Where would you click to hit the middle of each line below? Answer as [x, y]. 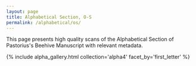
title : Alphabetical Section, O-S [49, 17]
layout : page [22, 11]
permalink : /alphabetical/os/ [44, 22]
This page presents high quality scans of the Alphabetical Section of [90, 39]
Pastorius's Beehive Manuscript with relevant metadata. [74, 45]
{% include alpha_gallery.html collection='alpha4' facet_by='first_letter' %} [98, 57]
